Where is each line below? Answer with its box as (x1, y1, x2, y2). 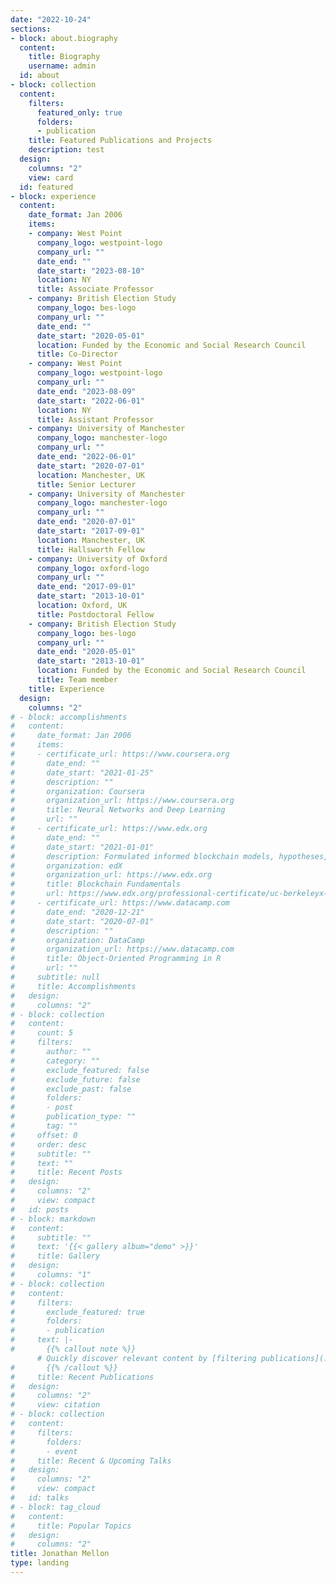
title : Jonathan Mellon (10, 1549, 110, 1559)
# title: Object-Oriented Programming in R (10, 954, 222, 964)
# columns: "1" (10, 1270, 92, 1280)
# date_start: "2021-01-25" (10, 767, 155, 778)
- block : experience (10, 191, 97, 201)
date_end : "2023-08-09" (36, 386, 137, 396)
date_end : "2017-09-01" (36, 582, 137, 592)
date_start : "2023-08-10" (36, 266, 145, 276)
